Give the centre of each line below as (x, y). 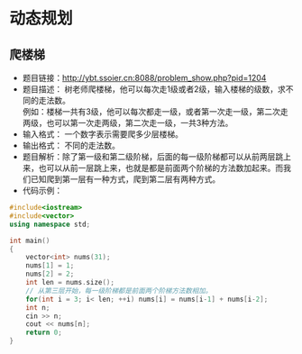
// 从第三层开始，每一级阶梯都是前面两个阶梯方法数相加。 (119, 290)
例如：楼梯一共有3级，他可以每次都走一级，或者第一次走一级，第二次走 (155, 112)
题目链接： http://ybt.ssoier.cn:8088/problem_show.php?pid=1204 (144, 78)
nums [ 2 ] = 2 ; (50, 274)
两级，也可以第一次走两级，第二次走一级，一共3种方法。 (128, 123)
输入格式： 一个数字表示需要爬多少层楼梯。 (102, 134)
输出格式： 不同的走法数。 (71, 145)
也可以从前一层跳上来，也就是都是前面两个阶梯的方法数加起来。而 (161, 168)
